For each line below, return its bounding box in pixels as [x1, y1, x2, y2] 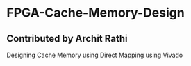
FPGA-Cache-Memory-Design [6, 5, 185, 21]
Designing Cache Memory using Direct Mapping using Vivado [6, 51, 183, 59]
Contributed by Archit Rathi [6, 33, 128, 44]
